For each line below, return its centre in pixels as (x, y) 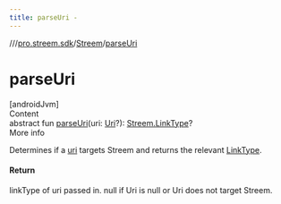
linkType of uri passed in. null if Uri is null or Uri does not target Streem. (141, 190)
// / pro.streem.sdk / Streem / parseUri (73, 43)
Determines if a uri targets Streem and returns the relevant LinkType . (136, 149)
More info (27, 132)
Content (24, 114)
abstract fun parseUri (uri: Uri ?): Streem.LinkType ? (101, 123)
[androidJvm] (34, 104)
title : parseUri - (43, 17)
